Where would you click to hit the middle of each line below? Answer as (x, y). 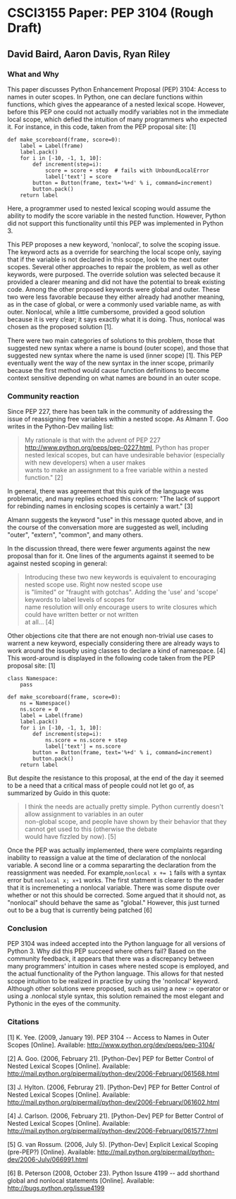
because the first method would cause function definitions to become (108, 370)
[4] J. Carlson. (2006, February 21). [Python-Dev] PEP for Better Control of (116, 1116)
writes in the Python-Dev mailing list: (61, 426)
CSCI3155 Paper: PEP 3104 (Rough (110, 13)
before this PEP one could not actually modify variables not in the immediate (118, 111)
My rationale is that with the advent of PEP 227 (92, 440)
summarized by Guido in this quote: (59, 793)
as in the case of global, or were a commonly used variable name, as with (114, 304)
